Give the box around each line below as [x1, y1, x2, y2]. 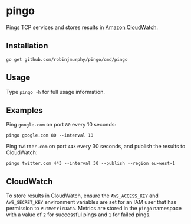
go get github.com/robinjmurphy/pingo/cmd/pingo [6, 56, 128, 63]
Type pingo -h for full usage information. [6, 88, 105, 95]
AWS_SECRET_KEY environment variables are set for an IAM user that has [6, 199, 177, 206]
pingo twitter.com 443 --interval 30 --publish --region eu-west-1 [6, 161, 176, 167]
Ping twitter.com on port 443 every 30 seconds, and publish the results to [6, 143, 186, 150]
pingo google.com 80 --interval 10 [6, 132, 94, 138]
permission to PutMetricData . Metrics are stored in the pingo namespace [6, 205, 182, 212]
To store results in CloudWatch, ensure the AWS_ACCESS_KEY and [6, 192, 159, 199]
